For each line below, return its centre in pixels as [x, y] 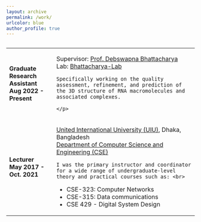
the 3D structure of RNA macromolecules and [121, 91]
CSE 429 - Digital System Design [113, 205]
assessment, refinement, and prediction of [119, 85]
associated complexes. [89, 97]
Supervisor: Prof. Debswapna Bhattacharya [117, 59]
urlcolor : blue [25, 23]
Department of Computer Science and [110, 145]
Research [23, 76]
